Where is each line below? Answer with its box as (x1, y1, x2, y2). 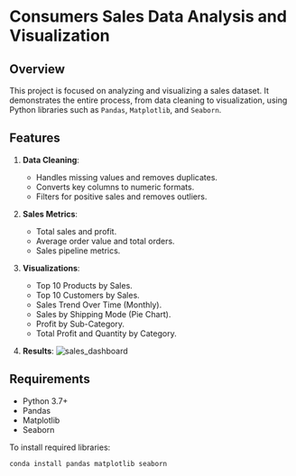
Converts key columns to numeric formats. (35, 181, 195, 192)
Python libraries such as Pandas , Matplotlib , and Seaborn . (9, 105, 222, 114)
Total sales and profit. (35, 225, 117, 236)
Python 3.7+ (22, 395, 69, 407)
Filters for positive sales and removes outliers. (35, 191, 208, 202)
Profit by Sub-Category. (35, 318, 125, 329)
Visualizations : (22, 262, 80, 273)
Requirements (9, 371, 90, 387)
